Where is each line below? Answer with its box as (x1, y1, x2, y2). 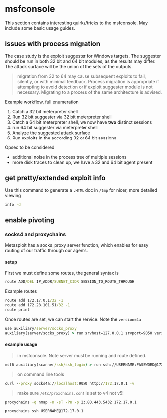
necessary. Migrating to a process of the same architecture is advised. (17, 89, 162, 95)
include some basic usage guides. (5, 25, 76, 31)
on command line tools (17, 371, 65, 377)
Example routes (5, 288, 37, 294)
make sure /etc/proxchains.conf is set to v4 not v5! (17, 390, 124, 396)
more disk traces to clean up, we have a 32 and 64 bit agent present (12, 159, 153, 165)
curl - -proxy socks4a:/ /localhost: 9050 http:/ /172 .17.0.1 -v (5, 381, 135, 386)
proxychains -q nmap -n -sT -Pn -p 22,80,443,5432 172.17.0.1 (5, 400, 137, 405)
